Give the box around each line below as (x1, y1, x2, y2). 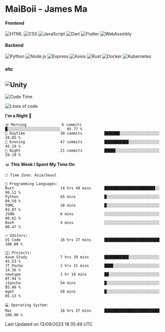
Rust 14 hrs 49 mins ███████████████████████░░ (5, 186, 160, 191)
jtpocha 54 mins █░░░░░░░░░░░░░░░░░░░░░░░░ (5, 281, 160, 286)
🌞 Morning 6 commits (5, 122, 82, 128)
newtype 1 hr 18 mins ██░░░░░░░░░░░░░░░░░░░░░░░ (5, 272, 160, 277)
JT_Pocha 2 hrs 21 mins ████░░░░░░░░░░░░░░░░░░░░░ (5, 264, 160, 268)
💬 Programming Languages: (5, 181, 58, 187)
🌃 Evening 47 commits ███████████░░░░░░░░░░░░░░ (5, 139, 160, 145)
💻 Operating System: (5, 303, 49, 308)
